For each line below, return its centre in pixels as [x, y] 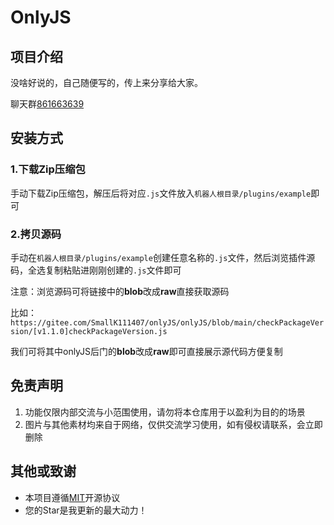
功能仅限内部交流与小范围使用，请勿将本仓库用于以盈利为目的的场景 [165, 412]
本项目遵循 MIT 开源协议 [72, 497]
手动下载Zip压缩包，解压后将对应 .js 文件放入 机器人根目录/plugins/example [161, 193]
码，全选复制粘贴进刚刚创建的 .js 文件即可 [96, 270]
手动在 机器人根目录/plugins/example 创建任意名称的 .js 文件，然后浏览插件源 [163, 257]
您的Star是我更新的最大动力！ [86, 510]
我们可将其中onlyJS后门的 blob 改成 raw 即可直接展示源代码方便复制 [146, 351]
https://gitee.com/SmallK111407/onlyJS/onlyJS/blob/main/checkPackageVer [167, 322]
